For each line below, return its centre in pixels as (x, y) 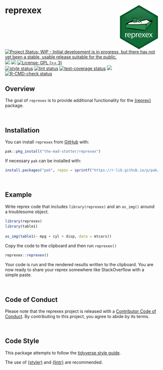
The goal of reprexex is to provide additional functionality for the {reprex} (78, 101)
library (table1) (21, 226)
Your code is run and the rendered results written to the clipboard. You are (79, 265)
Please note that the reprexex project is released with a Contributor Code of (81, 311)
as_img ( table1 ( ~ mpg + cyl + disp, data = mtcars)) (58, 236)
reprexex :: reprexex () (27, 255)
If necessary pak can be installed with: (43, 161)
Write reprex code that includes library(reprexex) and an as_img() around (80, 206)
